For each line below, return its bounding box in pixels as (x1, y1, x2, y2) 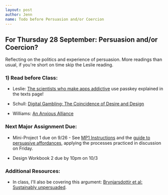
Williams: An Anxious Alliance (12, 111, 74, 117)
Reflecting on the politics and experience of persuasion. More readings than (5, 56, 162, 63)
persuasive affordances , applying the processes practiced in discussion (12, 140, 161, 146)
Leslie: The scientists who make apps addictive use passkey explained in (12, 86, 163, 92)
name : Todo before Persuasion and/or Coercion (5, 17, 104, 22)
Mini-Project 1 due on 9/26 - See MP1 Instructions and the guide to (12, 134, 150, 141)
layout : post (5, 7, 33, 13)
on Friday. (12, 145, 34, 151)
